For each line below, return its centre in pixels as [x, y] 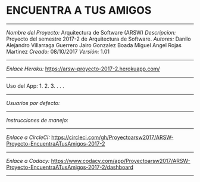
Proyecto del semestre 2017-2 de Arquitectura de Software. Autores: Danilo [99, 39]
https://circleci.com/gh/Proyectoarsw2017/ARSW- [112, 137]
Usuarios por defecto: [33, 103]
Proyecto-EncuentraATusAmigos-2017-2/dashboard [70, 167]
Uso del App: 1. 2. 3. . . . [35, 86]
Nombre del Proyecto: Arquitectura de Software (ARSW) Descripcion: [91, 32]
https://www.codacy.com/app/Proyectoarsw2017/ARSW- [121, 161]
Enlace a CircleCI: [28, 137]
